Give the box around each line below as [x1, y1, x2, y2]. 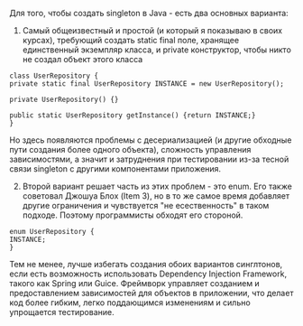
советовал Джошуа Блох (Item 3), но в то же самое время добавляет [22, 191, 290, 201]
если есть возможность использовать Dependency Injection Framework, [9, 268, 287, 279]
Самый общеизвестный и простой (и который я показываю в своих [22, 25, 282, 35]
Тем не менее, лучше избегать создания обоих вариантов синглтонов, [9, 259, 283, 269]
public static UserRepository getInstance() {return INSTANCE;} [9, 111, 256, 120]
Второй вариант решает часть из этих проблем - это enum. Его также [22, 181, 293, 191]
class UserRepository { [9, 71, 99, 80]
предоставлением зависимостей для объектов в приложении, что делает [9, 288, 294, 298]
